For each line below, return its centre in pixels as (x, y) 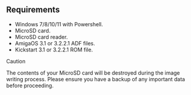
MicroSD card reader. (41, 37)
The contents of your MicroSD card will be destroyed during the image (93, 73)
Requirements (33, 10)
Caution (16, 61)
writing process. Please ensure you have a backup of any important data (96, 79)
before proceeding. (30, 85)
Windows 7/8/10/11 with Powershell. (59, 24)
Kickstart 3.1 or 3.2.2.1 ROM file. (54, 50)
